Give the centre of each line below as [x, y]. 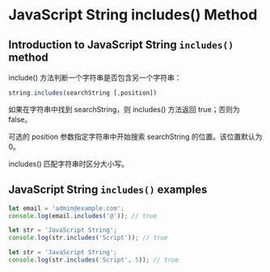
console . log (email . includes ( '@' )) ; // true [83, 216]
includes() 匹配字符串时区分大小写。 [69, 164]
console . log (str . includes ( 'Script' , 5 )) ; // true [94, 260]
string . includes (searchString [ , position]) [83, 93]
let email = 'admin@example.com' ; [67, 208]
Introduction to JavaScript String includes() [121, 45]
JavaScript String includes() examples [108, 190]
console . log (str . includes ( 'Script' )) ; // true [88, 238]
